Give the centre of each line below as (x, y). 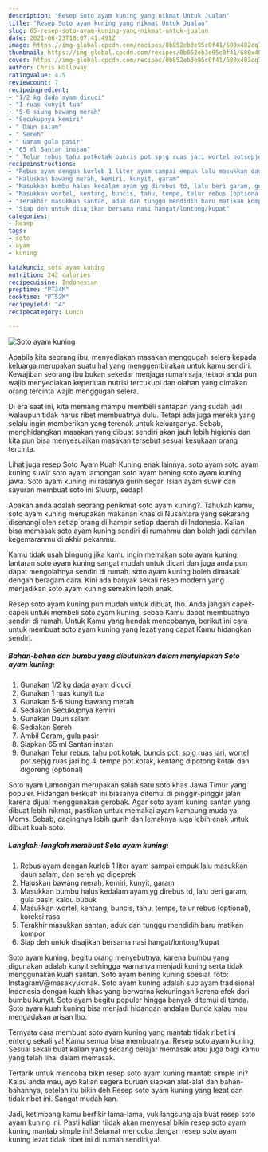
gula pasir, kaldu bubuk (58, 899)
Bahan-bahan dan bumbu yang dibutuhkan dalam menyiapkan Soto (124, 656)
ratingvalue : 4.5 (37, 75)
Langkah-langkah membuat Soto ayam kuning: (89, 846)
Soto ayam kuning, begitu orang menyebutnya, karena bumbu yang (119, 957)
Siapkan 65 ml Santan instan (67, 744)
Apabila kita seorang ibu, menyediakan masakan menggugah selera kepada (132, 357)
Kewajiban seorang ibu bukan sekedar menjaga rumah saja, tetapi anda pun (133, 374)
